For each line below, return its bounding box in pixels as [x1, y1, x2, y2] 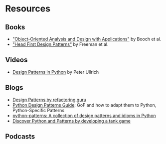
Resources [5, 3, 51, 14]
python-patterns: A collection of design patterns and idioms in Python [12, 113, 156, 119]
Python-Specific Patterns [12, 107, 65, 113]
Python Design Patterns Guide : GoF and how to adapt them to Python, [12, 102, 157, 108]
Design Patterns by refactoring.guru [12, 97, 86, 103]
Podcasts [5, 133, 35, 141]
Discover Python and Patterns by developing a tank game [12, 118, 131, 124]
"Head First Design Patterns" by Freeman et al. [12, 41, 109, 47]
